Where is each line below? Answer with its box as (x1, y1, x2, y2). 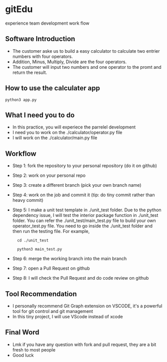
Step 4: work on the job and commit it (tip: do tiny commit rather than (12, 192, 155, 198)
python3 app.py (5, 97, 37, 102)
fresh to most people (12, 346, 56, 352)
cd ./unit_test (17, 238, 49, 243)
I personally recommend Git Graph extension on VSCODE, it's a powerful (12, 303, 162, 309)
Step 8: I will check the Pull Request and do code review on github (12, 275, 149, 281)
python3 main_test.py (17, 247, 62, 252)
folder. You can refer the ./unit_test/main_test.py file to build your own (12, 217, 156, 224)
